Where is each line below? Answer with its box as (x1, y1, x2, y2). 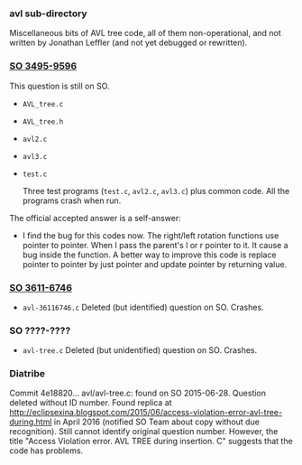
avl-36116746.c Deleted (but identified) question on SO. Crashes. (22, 302, 264, 312)
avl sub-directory (9, 7, 87, 20)
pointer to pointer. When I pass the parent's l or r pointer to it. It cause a (22, 239, 288, 250)
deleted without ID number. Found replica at (9, 397, 173, 408)
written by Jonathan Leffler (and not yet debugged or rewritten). (9, 37, 248, 48)
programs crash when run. (22, 195, 122, 206)
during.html (9, 416, 52, 427)
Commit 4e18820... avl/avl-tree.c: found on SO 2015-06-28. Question (9, 387, 267, 399)
